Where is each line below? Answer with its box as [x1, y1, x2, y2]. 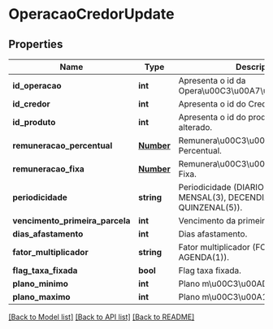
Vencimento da [178, 215, 236, 226]
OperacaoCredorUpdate [8, 5, 175, 24]
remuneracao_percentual [12, 140, 113, 151]
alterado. [178, 122, 213, 132]
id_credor [12, 98, 50, 110]
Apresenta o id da [178, 75, 246, 86]
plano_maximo [12, 292, 71, 302]
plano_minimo [12, 278, 69, 289]
